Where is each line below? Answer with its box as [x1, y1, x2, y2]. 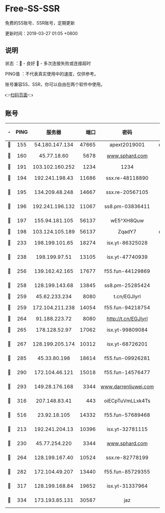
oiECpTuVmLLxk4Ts [104, 397, 151, 404]
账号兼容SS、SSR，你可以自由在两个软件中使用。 [5, 81, 105, 87]
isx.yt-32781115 [106, 426, 148, 433]
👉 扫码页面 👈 [5, 92, 33, 98]
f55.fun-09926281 [104, 355, 151, 361]
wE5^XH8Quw [110, 217, 144, 224]
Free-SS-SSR [5, 3, 60, 14]
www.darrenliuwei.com [100, 383, 154, 390]
